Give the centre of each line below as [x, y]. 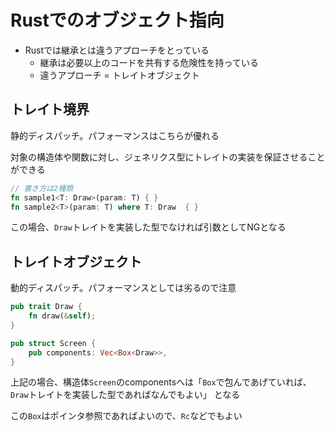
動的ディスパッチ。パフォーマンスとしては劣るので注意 [123, 288]
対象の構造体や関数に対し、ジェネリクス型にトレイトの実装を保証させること [168, 157]
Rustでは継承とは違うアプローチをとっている [117, 50]
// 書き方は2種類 [41, 188]
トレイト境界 [50, 109]
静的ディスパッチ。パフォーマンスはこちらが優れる [115, 135]
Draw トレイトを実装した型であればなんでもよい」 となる [125, 395]
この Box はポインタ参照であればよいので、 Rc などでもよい [126, 416]
